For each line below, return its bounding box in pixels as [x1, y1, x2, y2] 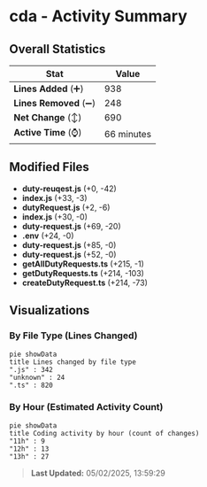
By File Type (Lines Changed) [9, 329, 138, 342]
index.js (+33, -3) [21, 192, 88, 203]
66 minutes [103, 128, 152, 140]
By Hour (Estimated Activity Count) [9, 401, 164, 414]
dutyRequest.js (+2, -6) [21, 202, 111, 213]
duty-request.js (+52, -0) [21, 249, 117, 259]
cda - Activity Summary [9, 6, 188, 27]
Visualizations [9, 303, 90, 318]
